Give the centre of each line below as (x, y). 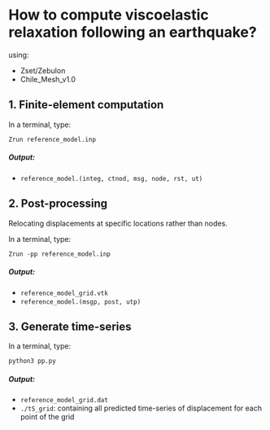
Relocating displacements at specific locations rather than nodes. (118, 223)
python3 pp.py (33, 361)
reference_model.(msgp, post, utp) (81, 302)
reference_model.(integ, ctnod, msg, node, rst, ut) (111, 178)
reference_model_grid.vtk (64, 293)
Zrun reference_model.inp (52, 139)
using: (19, 55)
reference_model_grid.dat (64, 401)
